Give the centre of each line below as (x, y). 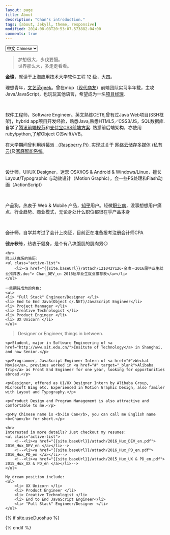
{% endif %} (18, 528)
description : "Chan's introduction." (45, 19)
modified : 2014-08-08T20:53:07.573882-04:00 (53, 29)
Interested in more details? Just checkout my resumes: (66, 432)
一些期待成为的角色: (24, 288)
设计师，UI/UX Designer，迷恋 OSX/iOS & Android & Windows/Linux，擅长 (83, 172)
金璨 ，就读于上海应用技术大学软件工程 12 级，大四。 (60, 77)
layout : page (19, 10)
